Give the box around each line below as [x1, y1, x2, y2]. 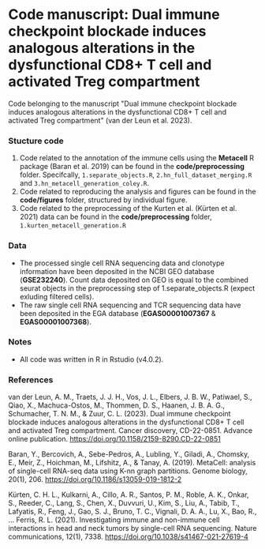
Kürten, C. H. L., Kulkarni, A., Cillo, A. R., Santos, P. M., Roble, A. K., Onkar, [8, 490, 250, 499]
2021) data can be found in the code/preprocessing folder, [19, 212, 212, 222]
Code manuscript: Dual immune [8, 6, 221, 24]
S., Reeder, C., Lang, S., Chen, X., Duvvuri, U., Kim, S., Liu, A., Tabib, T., [8, 498, 241, 508]
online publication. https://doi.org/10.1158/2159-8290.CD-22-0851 [8, 434, 221, 444]
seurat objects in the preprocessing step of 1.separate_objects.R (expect [19, 283, 256, 293]
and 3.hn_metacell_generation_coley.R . [19, 179, 150, 188]
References [8, 374, 54, 385]
